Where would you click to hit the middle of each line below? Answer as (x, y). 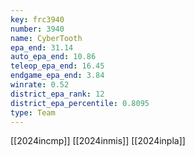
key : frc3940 (37, 19)
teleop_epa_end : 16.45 (57, 66)
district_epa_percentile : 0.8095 (80, 103)
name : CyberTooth (46, 38)
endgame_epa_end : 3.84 (57, 76)
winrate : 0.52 (40, 85)
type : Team (33, 112)
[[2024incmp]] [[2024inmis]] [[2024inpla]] (98, 141)
